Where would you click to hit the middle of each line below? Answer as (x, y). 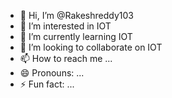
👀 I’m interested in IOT (65, 26)
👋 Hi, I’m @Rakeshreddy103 (76, 15)
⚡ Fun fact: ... (47, 84)
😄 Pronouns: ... (52, 73)
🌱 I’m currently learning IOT (76, 36)
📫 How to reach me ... (66, 58)
